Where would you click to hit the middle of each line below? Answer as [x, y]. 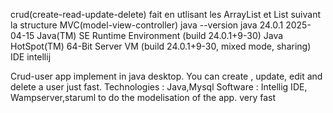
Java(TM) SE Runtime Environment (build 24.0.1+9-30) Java [160, 35]
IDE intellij [31, 57]
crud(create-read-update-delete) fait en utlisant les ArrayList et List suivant [165, 14]
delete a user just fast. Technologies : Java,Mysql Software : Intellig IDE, [159, 87]
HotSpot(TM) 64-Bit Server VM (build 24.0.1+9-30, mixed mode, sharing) [161, 46]
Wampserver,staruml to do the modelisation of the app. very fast [143, 97]
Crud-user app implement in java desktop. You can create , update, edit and [166, 76]
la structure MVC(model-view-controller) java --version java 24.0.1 [147, 25]
